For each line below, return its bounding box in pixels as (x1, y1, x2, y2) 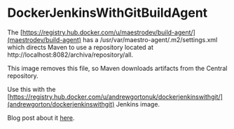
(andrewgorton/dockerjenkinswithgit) (7, 100, 115, 108)
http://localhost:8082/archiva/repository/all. (7, 50, 134, 59)
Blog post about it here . (7, 114, 75, 122)
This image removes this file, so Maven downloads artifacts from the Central (7, 64, 228, 72)
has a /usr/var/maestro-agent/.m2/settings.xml (83, 35, 218, 43)
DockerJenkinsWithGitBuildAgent (7, 5, 208, 21)
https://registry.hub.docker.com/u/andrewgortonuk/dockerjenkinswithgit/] (9, 93, 223, 101)
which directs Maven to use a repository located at (7, 43, 154, 51)
